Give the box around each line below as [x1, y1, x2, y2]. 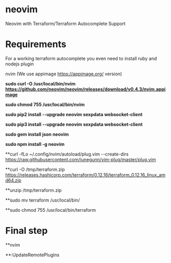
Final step [5, 225, 48, 236]
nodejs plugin [5, 60, 34, 67]
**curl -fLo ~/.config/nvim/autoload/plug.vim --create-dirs [5, 151, 129, 157]
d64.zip [5, 177, 22, 183]
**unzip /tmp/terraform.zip [5, 187, 62, 193]
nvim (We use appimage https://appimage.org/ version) [5, 71, 122, 77]
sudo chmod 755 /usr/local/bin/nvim [5, 101, 85, 107]
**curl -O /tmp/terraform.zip [5, 166, 65, 172]
